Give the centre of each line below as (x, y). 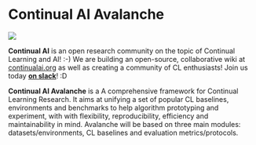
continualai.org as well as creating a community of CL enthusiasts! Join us (128, 67)
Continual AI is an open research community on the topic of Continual (122, 51)
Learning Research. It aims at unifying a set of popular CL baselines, (119, 99)
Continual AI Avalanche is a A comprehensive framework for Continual (123, 91)
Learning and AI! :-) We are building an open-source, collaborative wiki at (127, 59)
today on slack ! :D (38, 75)
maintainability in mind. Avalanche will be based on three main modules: (124, 124)
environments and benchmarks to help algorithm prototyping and (113, 107)
